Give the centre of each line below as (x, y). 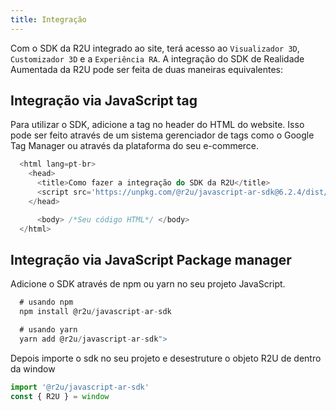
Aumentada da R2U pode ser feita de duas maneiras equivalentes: (146, 69)
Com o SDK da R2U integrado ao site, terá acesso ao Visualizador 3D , (155, 48)
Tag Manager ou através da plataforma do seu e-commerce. (135, 146)
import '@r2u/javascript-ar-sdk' (80, 387)
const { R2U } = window (60, 396)
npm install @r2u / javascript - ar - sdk (95, 312)
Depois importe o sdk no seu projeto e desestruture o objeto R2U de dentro (166, 358)
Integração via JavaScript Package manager (151, 259)
